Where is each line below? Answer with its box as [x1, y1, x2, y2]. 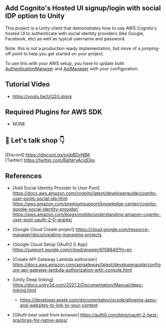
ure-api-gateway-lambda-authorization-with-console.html [12, 267, 132, 273]
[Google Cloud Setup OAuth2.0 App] [12, 242, 88, 248]
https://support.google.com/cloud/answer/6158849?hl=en [12, 247, 132, 253]
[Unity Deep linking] [12, 277, 54, 283]
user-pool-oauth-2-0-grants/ [12, 217, 72, 223]
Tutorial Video [5, 80, 50, 89]
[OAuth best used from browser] [12, 312, 79, 318]
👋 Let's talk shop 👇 [5, 136, 65, 144]
